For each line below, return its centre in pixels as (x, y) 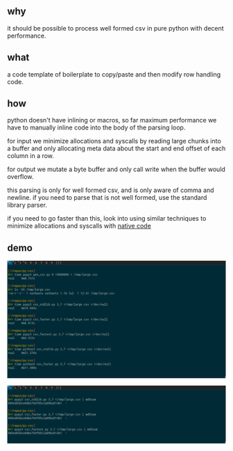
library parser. (27, 205)
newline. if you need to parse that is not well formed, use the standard (107, 198)
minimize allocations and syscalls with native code (79, 226)
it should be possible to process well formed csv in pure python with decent (115, 28)
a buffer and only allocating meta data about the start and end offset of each (116, 148)
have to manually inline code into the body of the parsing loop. (96, 127)
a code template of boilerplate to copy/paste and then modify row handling (114, 74)
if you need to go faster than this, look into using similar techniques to (107, 219)
